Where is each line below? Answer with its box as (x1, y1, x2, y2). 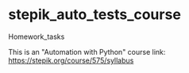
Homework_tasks (8, 32, 65, 41)
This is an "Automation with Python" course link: (8, 47, 166, 56)
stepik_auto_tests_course (8, 6, 181, 24)
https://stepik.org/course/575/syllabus (8, 56, 134, 65)
